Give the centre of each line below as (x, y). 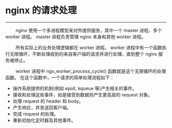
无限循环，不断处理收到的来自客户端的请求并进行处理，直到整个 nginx (83, 54)
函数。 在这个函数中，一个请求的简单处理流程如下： (60, 78)
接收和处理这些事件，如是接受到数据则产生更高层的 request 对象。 (82, 94)
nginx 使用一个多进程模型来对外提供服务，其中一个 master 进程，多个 (89, 30)
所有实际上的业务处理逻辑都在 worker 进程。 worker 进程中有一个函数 (89, 47)
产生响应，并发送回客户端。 (42, 107)
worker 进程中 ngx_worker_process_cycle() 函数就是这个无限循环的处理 (91, 71)
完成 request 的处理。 (36, 114)
